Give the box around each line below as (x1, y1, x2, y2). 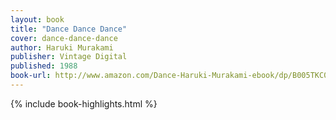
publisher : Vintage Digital (10, 52, 128, 62)
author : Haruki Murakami (10, 42, 114, 53)
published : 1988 (10, 61, 78, 71)
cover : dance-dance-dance (10, 33, 118, 43)
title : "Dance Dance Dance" (10, 24, 128, 34)
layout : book (10, 14, 65, 25)
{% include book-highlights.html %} (10, 97, 158, 110)
